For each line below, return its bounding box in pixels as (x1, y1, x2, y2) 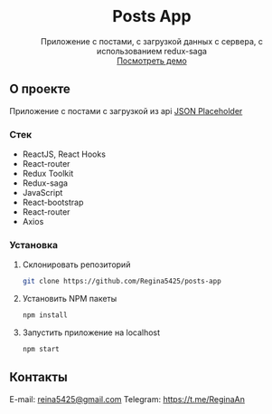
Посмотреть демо (117, 55, 187, 66)
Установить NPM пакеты (22, 294, 117, 304)
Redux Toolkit (22, 168, 74, 179)
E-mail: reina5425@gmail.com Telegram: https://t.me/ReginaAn (9, 393, 246, 404)
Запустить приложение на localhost (22, 327, 161, 338)
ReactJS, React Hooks (22, 149, 107, 159)
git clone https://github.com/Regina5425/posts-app (22, 277, 221, 286)
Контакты (9, 370, 68, 385)
